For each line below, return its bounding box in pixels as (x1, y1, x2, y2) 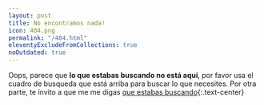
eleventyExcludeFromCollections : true (8, 41, 138, 49)
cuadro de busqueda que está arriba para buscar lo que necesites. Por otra (8, 79, 257, 88)
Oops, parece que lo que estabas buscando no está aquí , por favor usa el (8, 71, 254, 80)
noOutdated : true (8, 49, 66, 56)
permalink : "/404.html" (8, 33, 88, 42)
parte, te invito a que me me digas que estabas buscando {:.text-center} (8, 87, 245, 96)
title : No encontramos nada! (8, 19, 106, 27)
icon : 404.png (8, 26, 56, 34)
